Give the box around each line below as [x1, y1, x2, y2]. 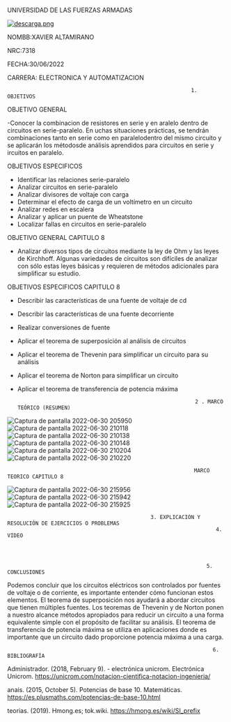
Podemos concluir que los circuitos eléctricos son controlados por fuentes [7, 581, 221, 589]
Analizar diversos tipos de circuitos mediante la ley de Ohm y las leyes [17, 247, 219, 255]
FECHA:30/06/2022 [7, 60, 65, 68]
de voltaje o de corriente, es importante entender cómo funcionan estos [7, 589, 214, 596]
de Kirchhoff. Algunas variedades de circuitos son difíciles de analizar [17, 255, 218, 262]
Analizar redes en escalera [17, 205, 95, 213]
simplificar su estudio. [17, 269, 81, 278]
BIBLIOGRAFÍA [7, 652, 45, 659]
